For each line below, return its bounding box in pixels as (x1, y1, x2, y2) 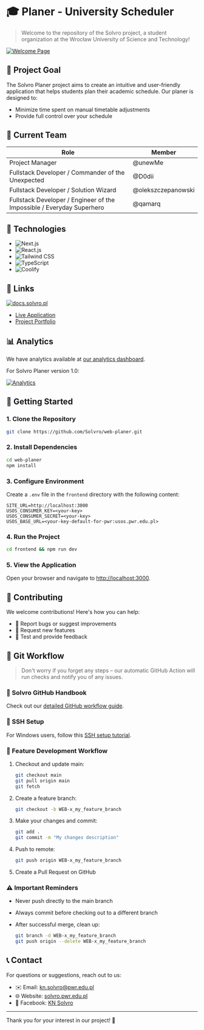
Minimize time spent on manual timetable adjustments (15, 106, 151, 113)
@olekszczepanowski (132, 186, 195, 194)
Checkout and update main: (15, 760, 85, 767)
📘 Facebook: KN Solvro (15, 999, 73, 1006)
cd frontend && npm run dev (6, 546, 78, 552)
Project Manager (9, 158, 57, 167)
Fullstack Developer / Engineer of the (9, 195, 115, 204)
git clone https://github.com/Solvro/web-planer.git (6, 428, 143, 435)
